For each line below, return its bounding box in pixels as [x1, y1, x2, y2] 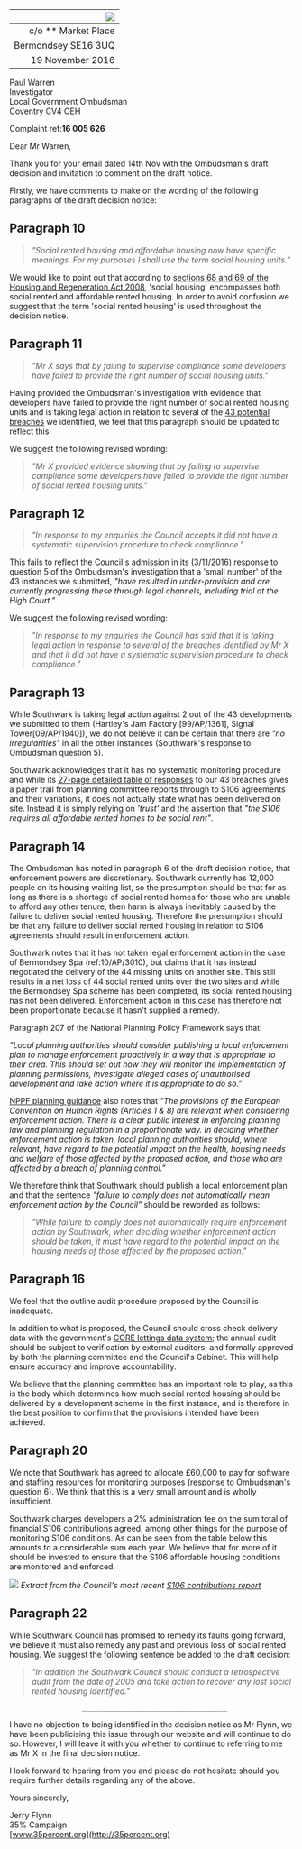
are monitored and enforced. [9, 1560, 115, 1572]
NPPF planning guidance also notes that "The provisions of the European [9, 1096, 281, 1107]
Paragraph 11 [9, 336, 83, 352]
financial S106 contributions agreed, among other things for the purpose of [9, 1522, 288, 1533]
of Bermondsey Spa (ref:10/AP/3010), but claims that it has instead [9, 957, 257, 968]
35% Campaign [9, 1819, 68, 1830]
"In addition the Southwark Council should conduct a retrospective [31, 1666, 280, 1677]
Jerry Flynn [9, 1809, 52, 1820]
